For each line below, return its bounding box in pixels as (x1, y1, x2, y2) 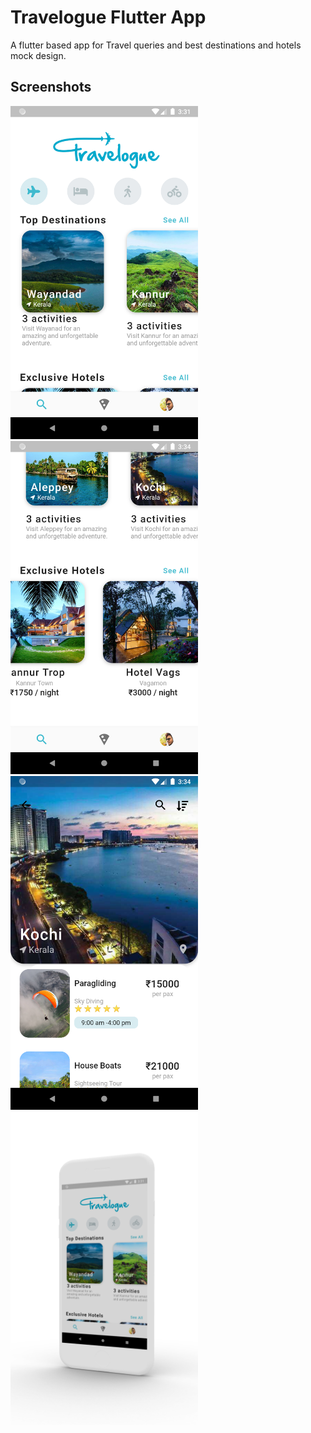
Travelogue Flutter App (10, 6, 207, 29)
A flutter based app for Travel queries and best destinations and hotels (10, 39, 302, 51)
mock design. (10, 49, 67, 61)
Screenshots (10, 79, 92, 96)
